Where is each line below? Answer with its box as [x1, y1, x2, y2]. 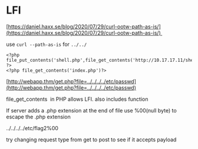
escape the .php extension [6, 113, 71, 120]
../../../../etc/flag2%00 [6, 124, 59, 131]
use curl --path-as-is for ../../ [6, 41, 87, 48]
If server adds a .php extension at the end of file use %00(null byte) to [6, 107, 177, 114]
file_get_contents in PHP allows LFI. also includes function [6, 95, 148, 102]
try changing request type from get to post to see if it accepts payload [6, 136, 177, 143]
